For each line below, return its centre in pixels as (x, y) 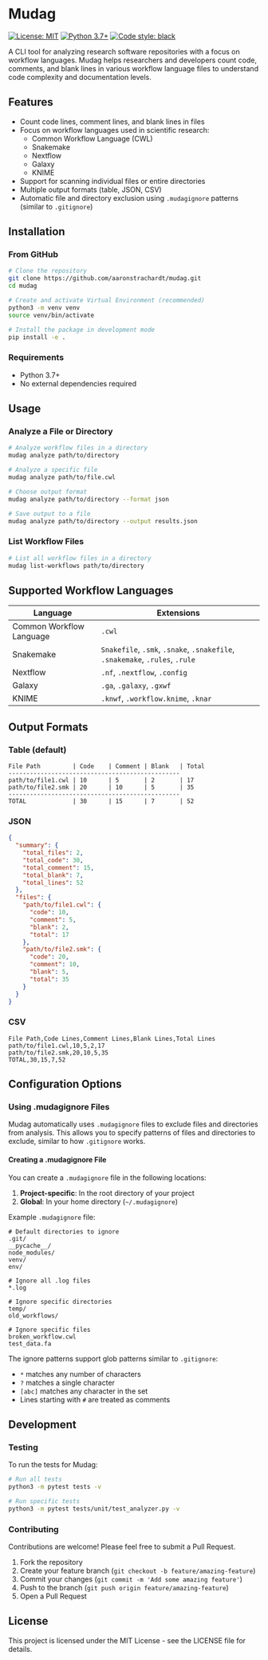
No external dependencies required (78, 383)
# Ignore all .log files (49, 1281)
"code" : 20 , (49, 957)
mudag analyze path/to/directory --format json (89, 499)
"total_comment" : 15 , (58, 868)
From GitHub (33, 254)
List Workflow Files (46, 542)
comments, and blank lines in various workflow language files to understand (134, 68)
